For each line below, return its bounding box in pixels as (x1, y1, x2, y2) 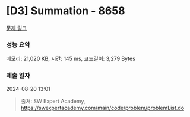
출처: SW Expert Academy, (20, 97, 85, 105)
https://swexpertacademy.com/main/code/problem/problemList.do (20, 104, 185, 111)
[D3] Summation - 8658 (6, 4, 126, 18)
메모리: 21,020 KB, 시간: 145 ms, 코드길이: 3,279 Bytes (6, 55, 135, 63)
